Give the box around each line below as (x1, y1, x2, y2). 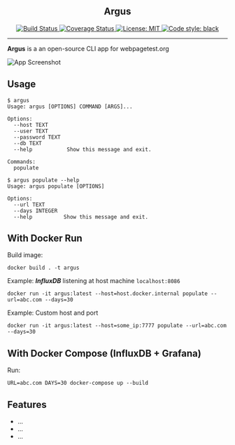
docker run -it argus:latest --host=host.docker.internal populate (7, 290, 208, 297)
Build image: (7, 251, 43, 259)
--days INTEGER (13, 207, 58, 214)
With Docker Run (7, 233, 83, 245)
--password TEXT (13, 133, 61, 141)
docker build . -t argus (7, 264, 80, 272)
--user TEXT (13, 128, 49, 135)
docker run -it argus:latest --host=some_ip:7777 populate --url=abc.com (7, 322, 227, 329)
